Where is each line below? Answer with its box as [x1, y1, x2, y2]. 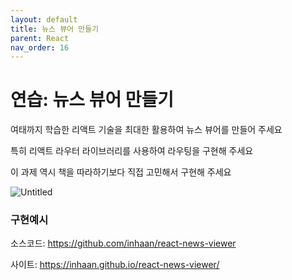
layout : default [10, 14, 78, 25]
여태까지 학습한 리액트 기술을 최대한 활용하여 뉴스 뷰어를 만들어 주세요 [10, 124, 283, 136]
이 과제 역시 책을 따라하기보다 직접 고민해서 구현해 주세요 [10, 166, 232, 178]
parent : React [10, 33, 70, 43]
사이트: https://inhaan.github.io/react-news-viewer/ [10, 259, 220, 271]
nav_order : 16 [10, 42, 70, 53]
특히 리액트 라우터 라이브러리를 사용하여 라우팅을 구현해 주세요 [10, 145, 254, 157]
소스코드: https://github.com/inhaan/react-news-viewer [10, 237, 237, 250]
